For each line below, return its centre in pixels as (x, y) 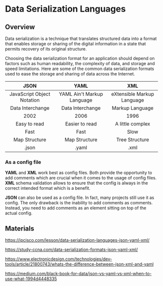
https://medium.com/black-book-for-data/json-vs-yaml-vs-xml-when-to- (78, 274)
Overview (20, 27)
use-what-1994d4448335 (31, 279)
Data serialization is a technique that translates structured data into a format (81, 38)
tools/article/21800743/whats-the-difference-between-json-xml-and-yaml (79, 264)
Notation (30, 100)
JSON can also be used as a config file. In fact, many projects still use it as (80, 197)
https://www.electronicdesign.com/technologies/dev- (59, 259)
